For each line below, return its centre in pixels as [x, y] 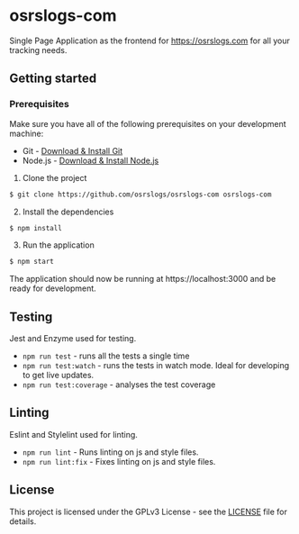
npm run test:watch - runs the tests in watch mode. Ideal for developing [156, 366]
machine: [27, 133]
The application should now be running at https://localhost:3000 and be [143, 279]
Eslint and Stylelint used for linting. [73, 434]
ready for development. [53, 288]
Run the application [58, 245]
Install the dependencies [68, 212]
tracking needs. [38, 50]
